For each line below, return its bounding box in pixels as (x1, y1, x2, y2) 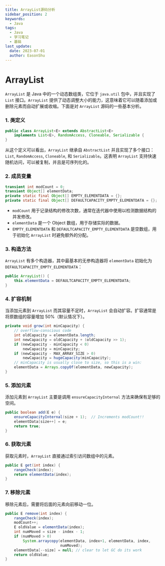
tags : (5, 26, 16, 31)
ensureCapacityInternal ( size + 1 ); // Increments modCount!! (14, 414, 144, 420)
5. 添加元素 (5, 382, 32, 389)
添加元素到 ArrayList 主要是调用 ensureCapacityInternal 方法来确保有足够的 (5, 394, 161, 400)
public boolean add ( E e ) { (5, 410, 61, 415)
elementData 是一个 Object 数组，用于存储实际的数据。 (12, 220, 123, 226)
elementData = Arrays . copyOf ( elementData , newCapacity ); (14, 365, 133, 370)
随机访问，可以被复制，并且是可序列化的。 (5, 159, 92, 165)
